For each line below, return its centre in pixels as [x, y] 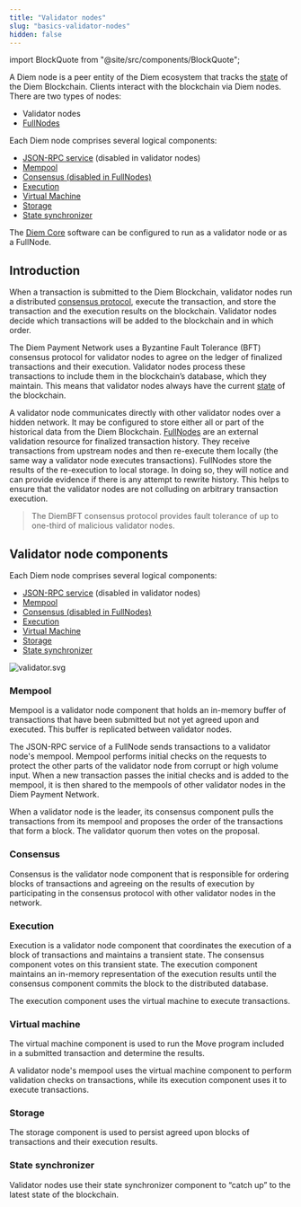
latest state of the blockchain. [64, 1194]
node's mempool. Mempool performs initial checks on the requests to [138, 756]
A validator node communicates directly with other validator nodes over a [145, 413]
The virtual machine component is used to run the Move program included [147, 1044]
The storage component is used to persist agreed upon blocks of [129, 1132]
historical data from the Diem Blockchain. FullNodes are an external [134, 432]
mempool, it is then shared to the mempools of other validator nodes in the [147, 785]
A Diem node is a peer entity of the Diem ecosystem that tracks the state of [149, 77]
